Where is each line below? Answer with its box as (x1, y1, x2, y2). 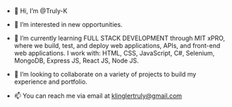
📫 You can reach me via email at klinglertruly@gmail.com (13, 92, 182, 100)
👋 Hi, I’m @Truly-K (13, 7, 68, 15)
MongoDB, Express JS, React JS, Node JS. (13, 56, 139, 65)
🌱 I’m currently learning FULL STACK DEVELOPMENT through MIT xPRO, (13, 34, 226, 42)
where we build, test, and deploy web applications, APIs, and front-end (13, 42, 221, 49)
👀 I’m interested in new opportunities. (13, 20, 123, 28)
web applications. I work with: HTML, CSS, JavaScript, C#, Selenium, (13, 49, 215, 57)
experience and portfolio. (13, 77, 88, 86)
